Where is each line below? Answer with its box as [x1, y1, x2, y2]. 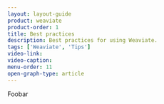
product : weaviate [7, 17, 62, 24]
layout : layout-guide [7, 10, 72, 18]
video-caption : [7, 57, 53, 64]
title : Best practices [7, 30, 75, 38]
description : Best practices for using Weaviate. [7, 37, 158, 44]
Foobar [7, 90, 29, 98]
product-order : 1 [7, 24, 59, 31]
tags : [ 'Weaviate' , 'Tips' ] [7, 43, 91, 51]
